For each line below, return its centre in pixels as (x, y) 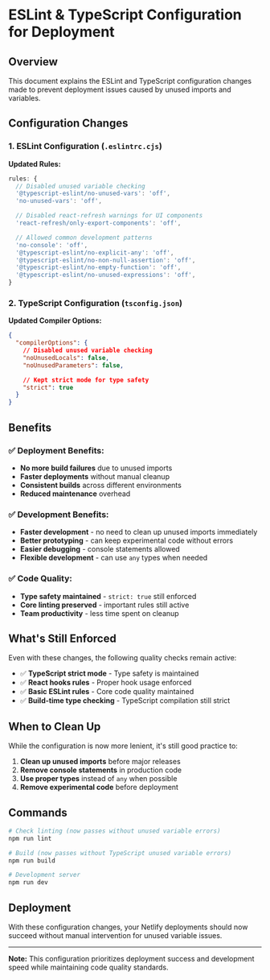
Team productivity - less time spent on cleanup (99, 613)
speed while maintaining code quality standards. (88, 967)
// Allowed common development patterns (84, 238)
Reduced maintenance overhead (75, 494)
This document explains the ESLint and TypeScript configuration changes (130, 81)
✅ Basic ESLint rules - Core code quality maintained (107, 692)
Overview (33, 62)
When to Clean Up (55, 726)
